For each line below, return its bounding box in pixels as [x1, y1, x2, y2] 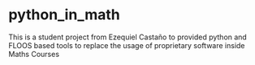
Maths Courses [8, 49, 59, 59]
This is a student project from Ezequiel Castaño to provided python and [8, 32, 248, 42]
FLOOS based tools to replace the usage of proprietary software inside [8, 40, 245, 50]
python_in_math [8, 6, 120, 24]
